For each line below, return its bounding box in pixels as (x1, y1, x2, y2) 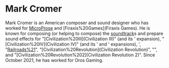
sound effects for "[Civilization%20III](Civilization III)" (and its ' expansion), (5, 36, 161, 42)
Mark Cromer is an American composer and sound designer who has (5, 20, 149, 26)
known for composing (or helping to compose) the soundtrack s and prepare (5, 30, 163, 36)
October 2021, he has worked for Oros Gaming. (5, 57, 103, 63)
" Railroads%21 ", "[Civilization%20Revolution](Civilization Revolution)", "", (5, 46, 157, 52)
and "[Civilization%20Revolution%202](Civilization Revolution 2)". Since (5, 51, 155, 58)
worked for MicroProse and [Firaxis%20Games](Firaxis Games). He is (5, 25, 150, 31)
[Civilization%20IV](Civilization (5, 41, 70, 47)
